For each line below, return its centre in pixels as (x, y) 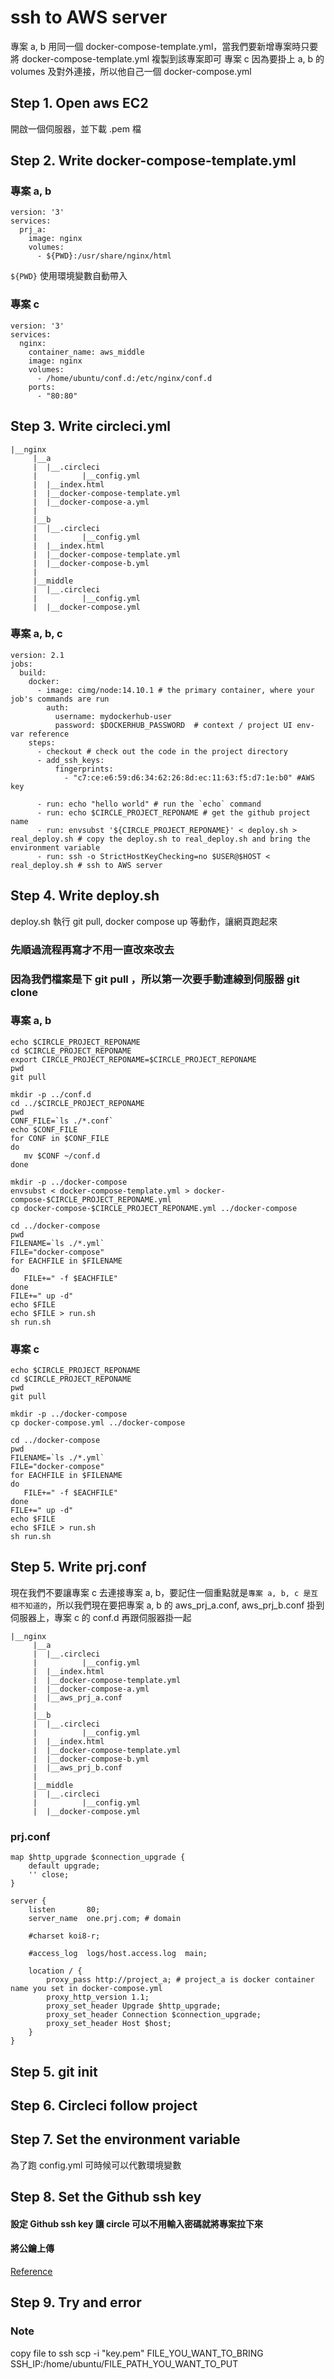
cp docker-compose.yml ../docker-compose (98, 1423)
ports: (42, 387)
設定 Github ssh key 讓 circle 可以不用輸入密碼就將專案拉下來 (137, 2223)
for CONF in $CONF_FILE (60, 1138)
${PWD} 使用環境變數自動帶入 (69, 276)
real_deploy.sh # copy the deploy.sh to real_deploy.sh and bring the (160, 839)
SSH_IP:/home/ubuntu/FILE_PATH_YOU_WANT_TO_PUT (124, 2363)
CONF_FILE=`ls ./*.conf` (62, 1121)
